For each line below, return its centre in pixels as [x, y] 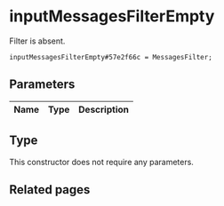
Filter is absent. [37, 41]
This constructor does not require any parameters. [101, 162]
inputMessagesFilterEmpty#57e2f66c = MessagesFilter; [111, 57]
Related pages [50, 190]
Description [104, 109]
